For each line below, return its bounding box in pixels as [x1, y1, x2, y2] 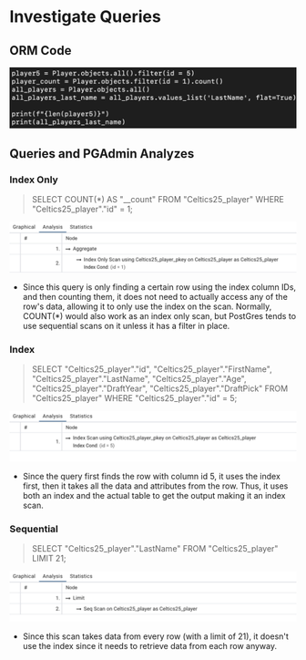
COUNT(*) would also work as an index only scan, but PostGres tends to [22, 311, 297, 322]
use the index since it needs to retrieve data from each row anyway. [22, 640, 278, 651]
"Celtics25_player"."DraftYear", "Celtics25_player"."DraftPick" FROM [31, 383, 289, 394]
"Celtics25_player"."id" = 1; [31, 203, 134, 215]
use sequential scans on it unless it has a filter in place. [22, 321, 230, 332]
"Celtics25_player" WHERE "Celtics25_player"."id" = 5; [31, 393, 238, 404]
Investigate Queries [9, 6, 161, 27]
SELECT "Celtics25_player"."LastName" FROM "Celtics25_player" [31, 543, 279, 554]
